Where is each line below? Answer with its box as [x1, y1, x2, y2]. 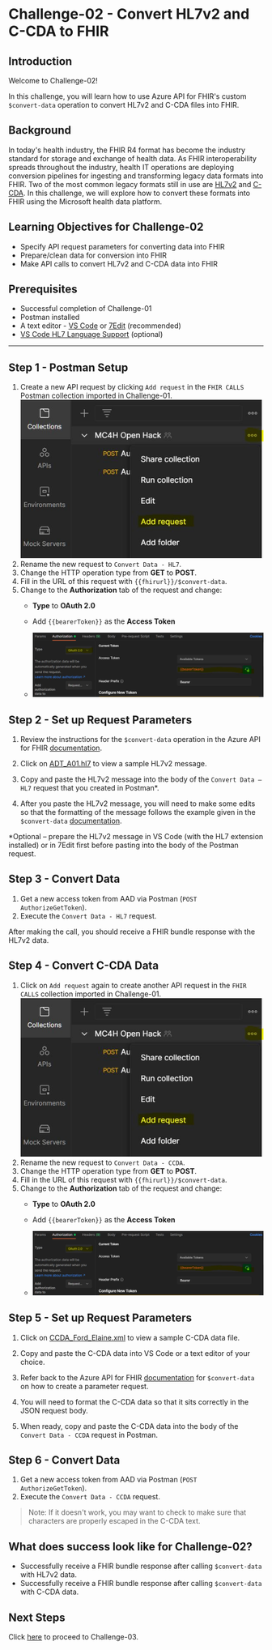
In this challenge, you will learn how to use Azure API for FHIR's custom [8, 92, 247, 101]
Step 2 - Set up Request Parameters [8, 713, 193, 727]
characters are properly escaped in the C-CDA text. [28, 1516, 201, 1526]
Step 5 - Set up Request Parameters [8, 1311, 193, 1325]
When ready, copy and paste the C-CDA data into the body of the [19, 1421, 239, 1430]
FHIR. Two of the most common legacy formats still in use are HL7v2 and [8, 179, 252, 189]
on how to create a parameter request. [19, 1381, 149, 1391]
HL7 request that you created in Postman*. [19, 783, 159, 793]
